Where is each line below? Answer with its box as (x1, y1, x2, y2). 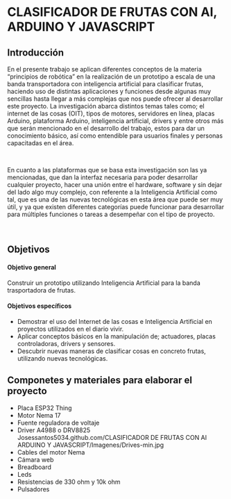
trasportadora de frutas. (7, 286, 76, 294)
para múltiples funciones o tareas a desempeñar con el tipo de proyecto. (7, 210, 215, 218)
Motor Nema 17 (17, 411, 61, 419)
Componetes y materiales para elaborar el (7, 375, 193, 386)
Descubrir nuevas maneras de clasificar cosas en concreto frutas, (17, 347, 206, 355)
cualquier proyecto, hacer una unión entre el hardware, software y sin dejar (7, 181, 223, 188)
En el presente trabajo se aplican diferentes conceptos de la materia (7, 65, 203, 73)
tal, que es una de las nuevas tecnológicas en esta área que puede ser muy (7, 195, 223, 204)
